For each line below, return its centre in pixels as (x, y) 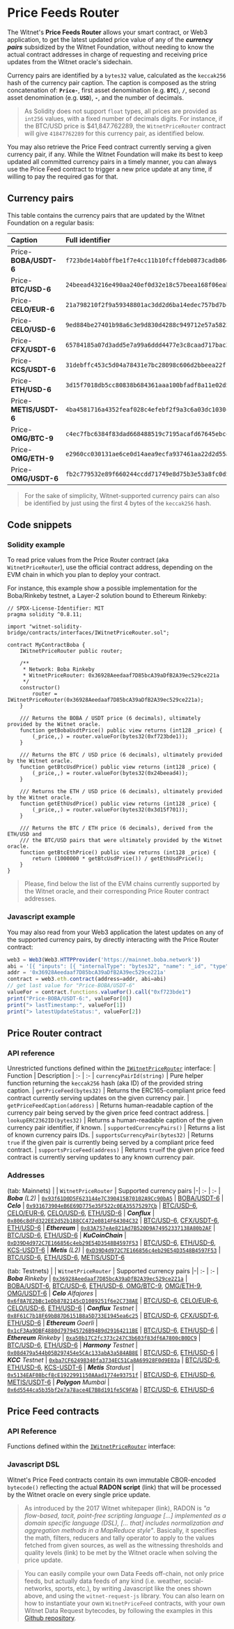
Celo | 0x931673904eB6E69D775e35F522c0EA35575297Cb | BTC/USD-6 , (103, 1206)
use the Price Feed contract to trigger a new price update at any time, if (110, 169)
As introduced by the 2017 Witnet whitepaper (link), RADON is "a (117, 1508)
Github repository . (50, 1618)
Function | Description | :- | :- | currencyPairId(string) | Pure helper (105, 1076)
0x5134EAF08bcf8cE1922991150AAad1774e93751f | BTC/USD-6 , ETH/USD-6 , (111, 1374)
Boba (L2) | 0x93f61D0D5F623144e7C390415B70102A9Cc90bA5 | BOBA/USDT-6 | (116, 1198)
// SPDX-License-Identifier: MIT (56, 608)
